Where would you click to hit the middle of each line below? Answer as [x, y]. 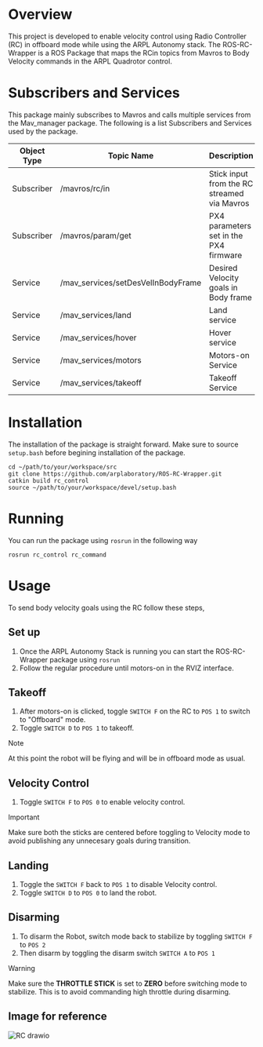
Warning [22, 968]
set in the [226, 235]
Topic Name [131, 155]
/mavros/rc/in [85, 188]
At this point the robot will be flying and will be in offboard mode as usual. [127, 758]
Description [231, 155]
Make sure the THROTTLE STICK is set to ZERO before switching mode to [128, 983]
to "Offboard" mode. [52, 720]
